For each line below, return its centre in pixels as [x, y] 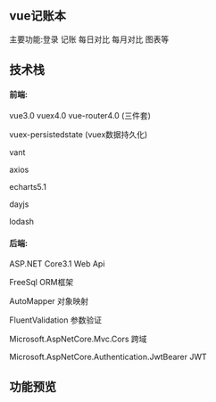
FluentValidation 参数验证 [56, 320]
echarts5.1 [28, 187]
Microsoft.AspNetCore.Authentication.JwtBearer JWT [108, 357]
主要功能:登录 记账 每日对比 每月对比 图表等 [89, 39]
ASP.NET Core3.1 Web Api [57, 263]
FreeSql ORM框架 [42, 282]
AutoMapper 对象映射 [49, 300]
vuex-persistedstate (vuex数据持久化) [79, 135]
